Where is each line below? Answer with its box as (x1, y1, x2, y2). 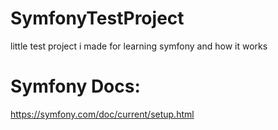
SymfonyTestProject (10, 7, 185, 30)
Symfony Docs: (10, 75, 141, 98)
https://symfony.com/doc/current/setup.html (10, 108, 195, 120)
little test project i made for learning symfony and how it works (10, 40, 268, 52)
